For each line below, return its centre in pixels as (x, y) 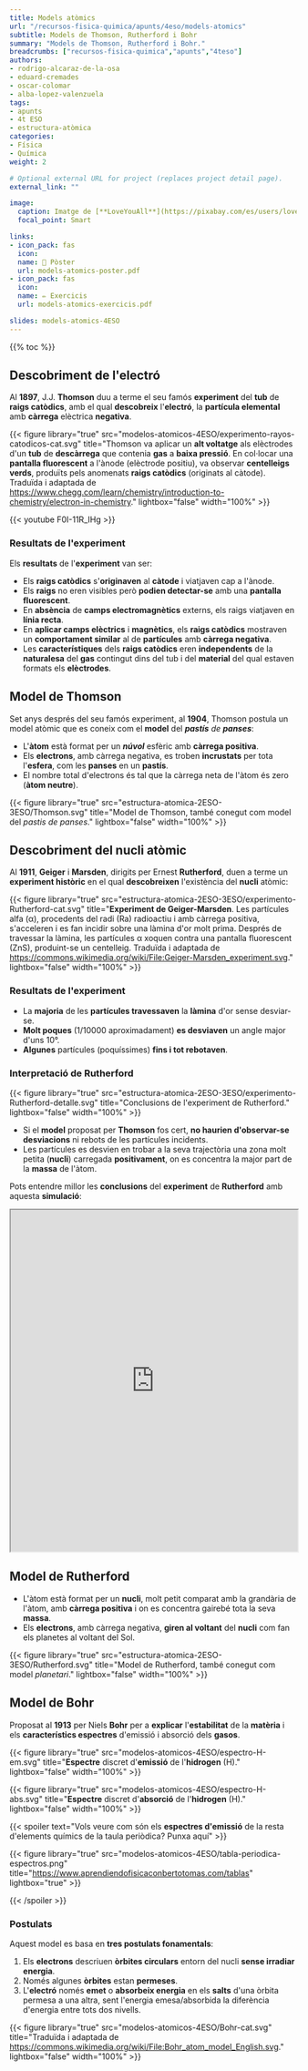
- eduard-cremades (44, 77)
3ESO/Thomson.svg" (49, 812)
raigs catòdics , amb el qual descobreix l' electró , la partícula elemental (145, 407)
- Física (26, 145)
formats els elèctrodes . (67, 668)
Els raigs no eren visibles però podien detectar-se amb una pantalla (152, 590)
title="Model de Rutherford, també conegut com (185, 1665)
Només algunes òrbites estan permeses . (100, 1980)
